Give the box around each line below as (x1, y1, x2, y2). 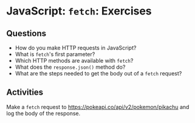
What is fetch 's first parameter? (15, 51, 95, 58)
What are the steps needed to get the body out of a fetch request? (15, 70, 182, 77)
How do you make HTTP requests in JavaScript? (15, 44, 137, 51)
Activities (6, 87, 44, 98)
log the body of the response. (6, 110, 81, 117)
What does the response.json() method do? (15, 63, 126, 71)
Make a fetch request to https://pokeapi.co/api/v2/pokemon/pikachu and (6, 103, 190, 110)
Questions (6, 28, 47, 39)
